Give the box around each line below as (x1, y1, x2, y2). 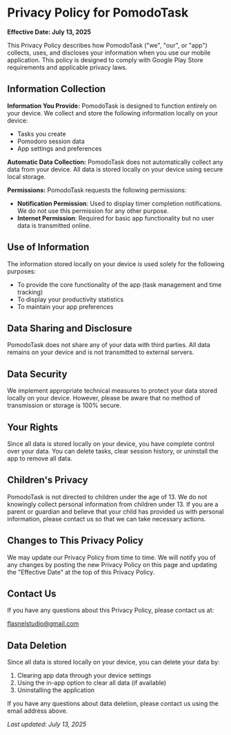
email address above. (7, 707, 68, 715)
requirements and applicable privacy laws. (7, 63, 128, 71)
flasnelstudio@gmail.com (7, 620, 79, 628)
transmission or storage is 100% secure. (7, 401, 122, 409)
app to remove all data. (7, 454, 72, 463)
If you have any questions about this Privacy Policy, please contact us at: (7, 606, 214, 615)
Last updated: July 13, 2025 (7, 720, 87, 729)
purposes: (7, 267, 37, 275)
